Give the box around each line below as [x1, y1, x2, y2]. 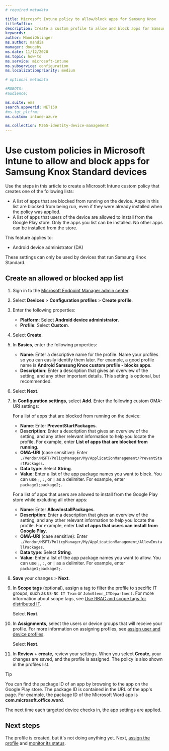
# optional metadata [5, 77, 49, 82]
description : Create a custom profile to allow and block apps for [5, 26, 150, 31]
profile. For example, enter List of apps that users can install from [20, 522, 158, 528]
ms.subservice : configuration [5, 64, 69, 69]
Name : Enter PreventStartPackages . [20, 422, 97, 428]
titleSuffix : [5, 21, 33, 26]
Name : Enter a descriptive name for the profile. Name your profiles [20, 351, 158, 357]
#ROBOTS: [5, 86, 24, 91]
